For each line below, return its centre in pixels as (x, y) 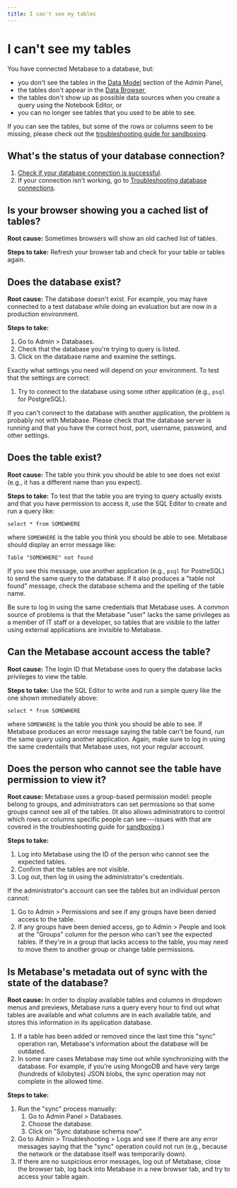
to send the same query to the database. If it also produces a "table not (111, 578)
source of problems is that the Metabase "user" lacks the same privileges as (119, 614)
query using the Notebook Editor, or (70, 105)
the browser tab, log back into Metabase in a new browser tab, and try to (124, 1169)
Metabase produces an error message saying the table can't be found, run (116, 731)
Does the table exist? (55, 458)
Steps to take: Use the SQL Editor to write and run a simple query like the (114, 690)
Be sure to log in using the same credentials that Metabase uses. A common (118, 607)
